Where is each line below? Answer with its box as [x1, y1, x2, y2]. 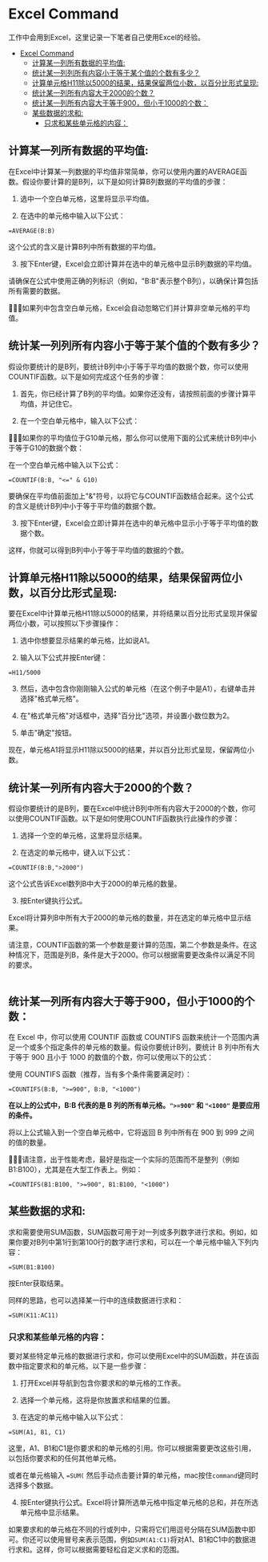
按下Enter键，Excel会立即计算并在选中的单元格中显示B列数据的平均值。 [19, 258, 256, 269]
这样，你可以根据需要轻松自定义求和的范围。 [35, 1545, 184, 1555]
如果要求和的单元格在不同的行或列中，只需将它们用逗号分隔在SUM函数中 [8, 1525, 250, 1535]
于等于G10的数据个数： [8, 443, 84, 452]
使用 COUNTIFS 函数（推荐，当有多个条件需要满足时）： [8, 1069, 192, 1079]
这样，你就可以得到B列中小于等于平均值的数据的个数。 [8, 545, 189, 554]
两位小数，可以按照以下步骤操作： [8, 619, 121, 628]
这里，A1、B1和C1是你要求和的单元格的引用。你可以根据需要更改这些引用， [8, 1443, 256, 1453]
